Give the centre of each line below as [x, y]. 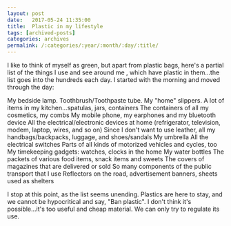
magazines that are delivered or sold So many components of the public [110, 166]
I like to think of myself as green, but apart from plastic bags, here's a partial [115, 65]
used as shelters [31, 181]
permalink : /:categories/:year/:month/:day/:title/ [83, 45]
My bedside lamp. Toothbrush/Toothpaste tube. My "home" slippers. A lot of [116, 100]
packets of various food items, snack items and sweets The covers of [106, 159]
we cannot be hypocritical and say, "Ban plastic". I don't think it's [99, 202]
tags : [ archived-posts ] [41, 33]
